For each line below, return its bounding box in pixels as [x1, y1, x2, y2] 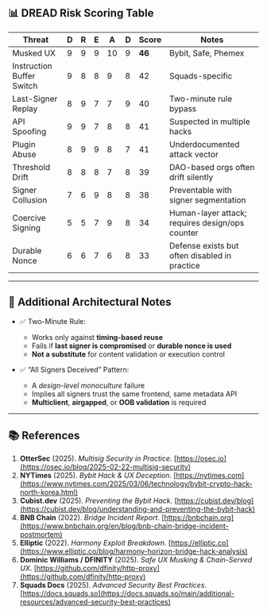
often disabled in [169, 249, 232, 261]
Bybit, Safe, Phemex [169, 47, 245, 58]
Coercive [12, 212, 46, 223]
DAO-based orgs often [169, 161, 255, 172]
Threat [22, 34, 49, 45]
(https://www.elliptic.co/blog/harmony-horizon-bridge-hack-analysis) [19, 546, 248, 556]
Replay [12, 102, 38, 114]
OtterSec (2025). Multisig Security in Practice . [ [19, 454, 177, 463]
